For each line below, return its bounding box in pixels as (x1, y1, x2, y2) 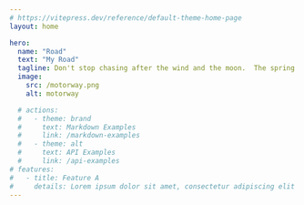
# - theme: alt (17, 139, 84, 149)
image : (17, 72, 43, 82)
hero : (9, 38, 30, 47)
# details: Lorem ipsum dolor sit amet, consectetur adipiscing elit (9, 181, 296, 191)
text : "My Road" (17, 56, 79, 65)
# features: (9, 165, 55, 174)
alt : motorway (25, 88, 79, 98)
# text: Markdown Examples (17, 122, 137, 132)
